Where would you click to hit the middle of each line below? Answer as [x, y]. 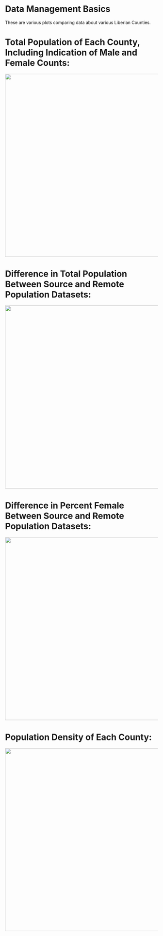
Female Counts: [37, 63]
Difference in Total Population [66, 274]
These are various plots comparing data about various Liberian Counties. [78, 22]
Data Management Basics [58, 9]
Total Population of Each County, [73, 42]
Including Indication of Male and [71, 53]
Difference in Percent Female [65, 505]
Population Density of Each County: [78, 737]
